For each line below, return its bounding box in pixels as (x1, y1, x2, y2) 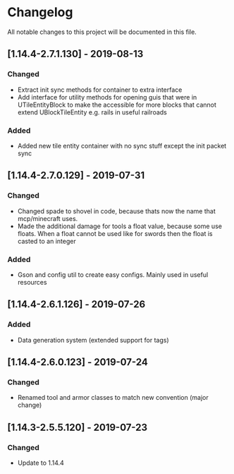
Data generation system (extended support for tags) (17, 336, 169, 344)
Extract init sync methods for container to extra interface (17, 85, 183, 94)
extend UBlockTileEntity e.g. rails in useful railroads (17, 107, 168, 117)
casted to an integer (17, 237, 76, 245)
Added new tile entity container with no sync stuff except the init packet (17, 141, 227, 150)
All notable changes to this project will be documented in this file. (7, 28, 197, 36)
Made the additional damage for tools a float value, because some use (17, 222, 222, 230)
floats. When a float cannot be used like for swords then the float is (17, 229, 213, 237)
